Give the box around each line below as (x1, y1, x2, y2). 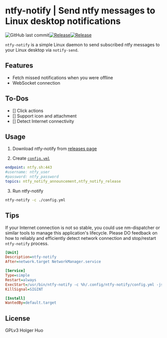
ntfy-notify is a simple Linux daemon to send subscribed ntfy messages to (5, 41, 160, 47)
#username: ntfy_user (5, 170, 50, 175)
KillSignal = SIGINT (5, 287, 43, 292)
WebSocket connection (12, 80, 61, 86)
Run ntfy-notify (12, 188, 44, 194)
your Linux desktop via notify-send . (5, 47, 79, 53)
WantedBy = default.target (5, 300, 57, 306)
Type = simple (5, 273, 30, 278)
